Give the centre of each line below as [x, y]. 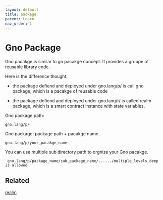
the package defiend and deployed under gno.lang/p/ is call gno [78, 86]
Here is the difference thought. [36, 77]
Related [17, 180]
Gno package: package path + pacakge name [52, 134]
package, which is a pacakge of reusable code [60, 91]
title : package [21, 14]
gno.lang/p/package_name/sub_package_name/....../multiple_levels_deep [83, 161]
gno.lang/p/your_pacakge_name [36, 143]
